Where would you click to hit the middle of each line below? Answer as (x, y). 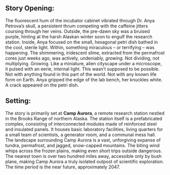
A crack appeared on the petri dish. (42, 85)
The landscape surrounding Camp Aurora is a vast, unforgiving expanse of (83, 140)
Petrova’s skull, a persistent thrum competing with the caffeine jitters (77, 26)
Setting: (18, 101)
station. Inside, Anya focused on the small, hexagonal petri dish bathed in (82, 42)
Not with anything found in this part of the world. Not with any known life (81, 74)
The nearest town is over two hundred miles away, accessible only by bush (83, 156)
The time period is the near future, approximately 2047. (63, 167)
